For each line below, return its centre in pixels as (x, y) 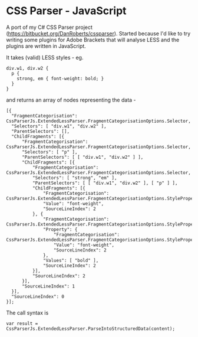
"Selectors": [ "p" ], (49, 152)
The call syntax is (27, 313)
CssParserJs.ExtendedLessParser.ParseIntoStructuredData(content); (91, 329)
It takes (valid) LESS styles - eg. (45, 57)
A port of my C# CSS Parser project (49, 27)
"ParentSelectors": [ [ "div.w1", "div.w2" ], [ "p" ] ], (105, 183)
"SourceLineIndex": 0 (38, 296)
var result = (22, 323)
